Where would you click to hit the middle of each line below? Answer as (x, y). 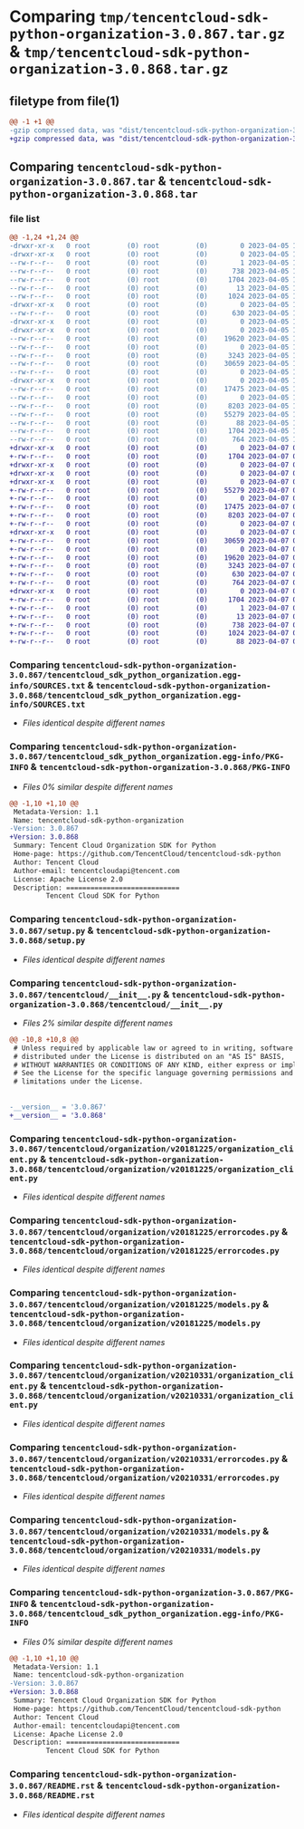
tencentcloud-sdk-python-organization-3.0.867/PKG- (178, 1593)
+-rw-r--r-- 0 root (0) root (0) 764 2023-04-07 (149, 583)
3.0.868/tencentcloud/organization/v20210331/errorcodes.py (145, 1478)
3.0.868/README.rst (52, 1796)
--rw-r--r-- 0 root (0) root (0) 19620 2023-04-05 (149, 338)
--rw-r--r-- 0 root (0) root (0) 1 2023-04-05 (149, 263)
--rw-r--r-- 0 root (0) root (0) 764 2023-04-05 (149, 440)
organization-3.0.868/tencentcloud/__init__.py (116, 1004)
